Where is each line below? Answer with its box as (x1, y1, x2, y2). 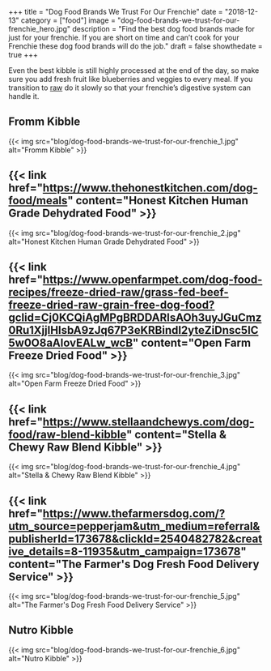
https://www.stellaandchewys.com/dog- (42, 415, 255, 429)
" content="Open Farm (132, 336, 252, 350)
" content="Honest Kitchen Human (67, 194, 249, 207)
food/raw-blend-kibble (8, 427, 127, 441)
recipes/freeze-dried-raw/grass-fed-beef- (8, 285, 229, 299)
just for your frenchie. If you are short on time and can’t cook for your (8, 32, 240, 42)
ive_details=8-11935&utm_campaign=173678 (8, 545, 241, 558)
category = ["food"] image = (20, 15, 116, 25)
